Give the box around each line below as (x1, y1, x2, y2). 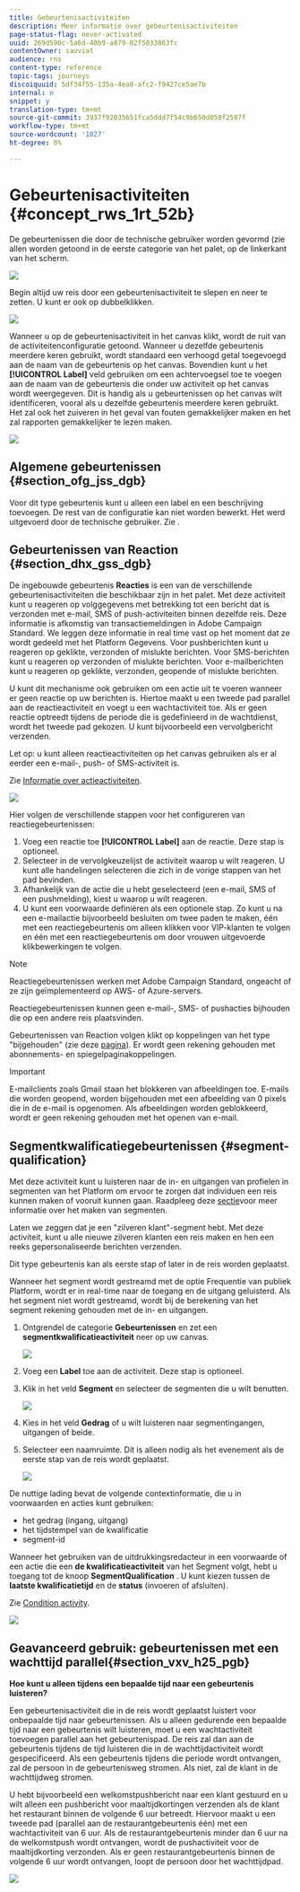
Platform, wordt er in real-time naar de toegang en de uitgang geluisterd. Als (9, 1285, 291, 1297)
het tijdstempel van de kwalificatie (21, 1525, 150, 1536)
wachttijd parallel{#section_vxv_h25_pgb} (9, 1654, 251, 1669)
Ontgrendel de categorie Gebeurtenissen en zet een (21, 1322, 218, 1333)
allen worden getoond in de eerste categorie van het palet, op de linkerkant (9, 243, 287, 254)
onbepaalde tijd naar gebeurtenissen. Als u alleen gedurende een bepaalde (9, 1714, 287, 1725)
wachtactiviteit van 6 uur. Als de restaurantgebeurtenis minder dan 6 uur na (9, 1827, 288, 1838)
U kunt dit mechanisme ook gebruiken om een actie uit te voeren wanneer (9, 683, 282, 694)
